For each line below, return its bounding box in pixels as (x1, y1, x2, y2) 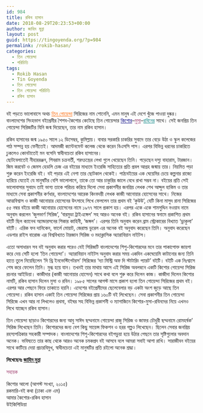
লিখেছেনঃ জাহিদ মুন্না (6, 355, 41, 363)
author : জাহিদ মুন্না (6, 25, 44, 32)
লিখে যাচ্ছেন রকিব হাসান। (6, 304, 51, 312)
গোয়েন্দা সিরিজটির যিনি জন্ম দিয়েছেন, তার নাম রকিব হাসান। (6, 124, 108, 131)
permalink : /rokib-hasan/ (6, 43, 71, 49)
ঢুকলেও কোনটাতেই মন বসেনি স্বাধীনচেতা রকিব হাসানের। (6, 149, 101, 156)
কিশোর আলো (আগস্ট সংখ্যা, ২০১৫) (6, 380, 68, 388)
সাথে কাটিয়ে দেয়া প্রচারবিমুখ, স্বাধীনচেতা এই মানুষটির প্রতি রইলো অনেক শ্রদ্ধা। (6, 343, 137, 351)
